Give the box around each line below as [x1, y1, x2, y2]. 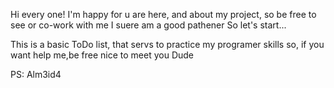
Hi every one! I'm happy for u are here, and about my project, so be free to [10, 9, 317, 20]
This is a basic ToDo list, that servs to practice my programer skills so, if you [10, 39, 325, 50]
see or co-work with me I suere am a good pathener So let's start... [10, 19, 287, 31]
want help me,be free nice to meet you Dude [10, 49, 195, 61]
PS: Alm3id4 [10, 69, 62, 80]
